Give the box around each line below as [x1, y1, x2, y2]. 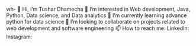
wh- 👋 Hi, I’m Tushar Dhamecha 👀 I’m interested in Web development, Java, [6, 6, 191, 12]
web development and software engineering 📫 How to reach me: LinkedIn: [6, 25, 189, 32]
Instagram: [6, 33, 33, 40]
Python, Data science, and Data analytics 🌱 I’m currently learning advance [6, 12, 187, 19]
